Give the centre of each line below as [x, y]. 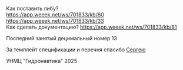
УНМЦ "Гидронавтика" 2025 [42, 61]
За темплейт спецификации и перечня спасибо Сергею [76, 50]
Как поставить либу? [32, 8]
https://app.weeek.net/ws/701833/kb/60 [55, 15]
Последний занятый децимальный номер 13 [62, 38]
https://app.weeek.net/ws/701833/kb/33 [55, 21]
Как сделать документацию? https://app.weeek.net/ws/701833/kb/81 [91, 27]
